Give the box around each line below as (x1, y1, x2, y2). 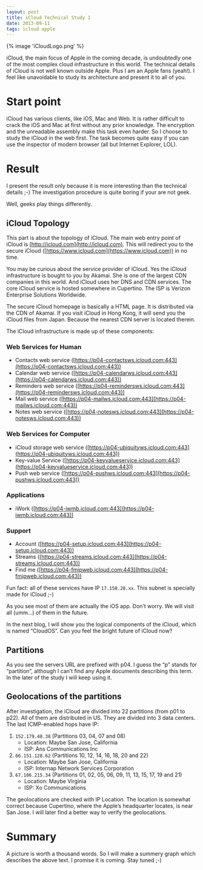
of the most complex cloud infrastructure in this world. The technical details (6, 61, 196, 68)
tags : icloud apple (6, 26, 56, 32)
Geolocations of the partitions (6, 691, 122, 702)
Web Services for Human (6, 343, 82, 351)
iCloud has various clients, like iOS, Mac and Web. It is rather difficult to (6, 115, 185, 122)
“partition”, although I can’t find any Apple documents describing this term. (6, 667, 193, 674)
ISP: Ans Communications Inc (24, 745, 98, 752)
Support (6, 526, 32, 535)
